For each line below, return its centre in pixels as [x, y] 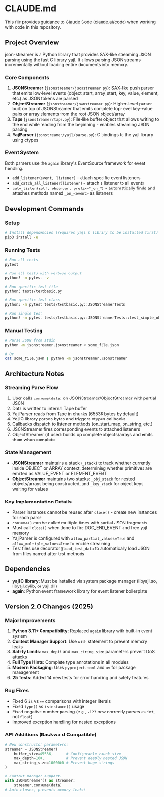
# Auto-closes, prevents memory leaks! [46, 790]
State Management [28, 452]
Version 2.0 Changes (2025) [49, 607]
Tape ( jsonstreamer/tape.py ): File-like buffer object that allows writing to [85, 119]
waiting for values [30, 489]
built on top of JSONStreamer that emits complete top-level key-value [82, 109]
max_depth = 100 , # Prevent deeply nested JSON [71, 758]
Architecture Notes [35, 374]
